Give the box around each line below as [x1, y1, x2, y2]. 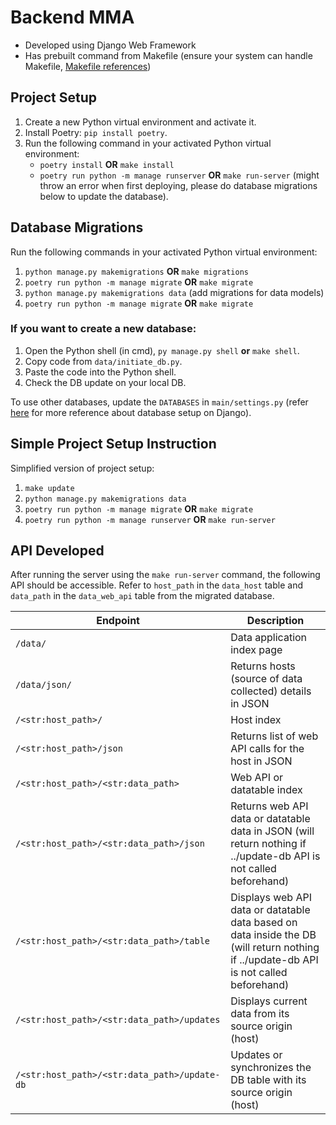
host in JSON [230, 754, 293, 768]
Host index [230, 713, 282, 727]
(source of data [230, 672, 303, 686]
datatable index [230, 783, 303, 797]
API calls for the [230, 742, 305, 756]
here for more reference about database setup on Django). [10, 406, 252, 418]
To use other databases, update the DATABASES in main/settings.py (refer [10, 396, 309, 408]
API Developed [10, 542, 105, 560]
